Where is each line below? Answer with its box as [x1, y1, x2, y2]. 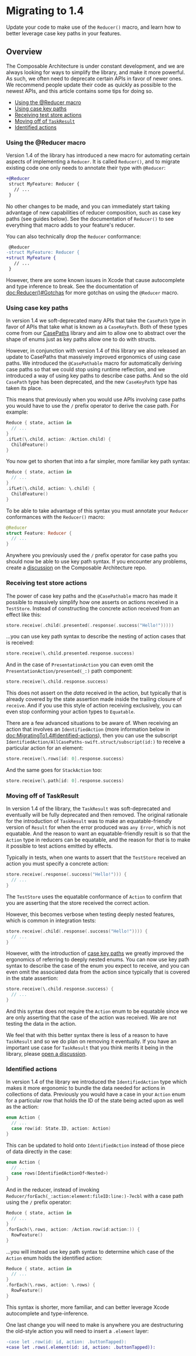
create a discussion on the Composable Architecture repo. [6, 564, 147, 571]
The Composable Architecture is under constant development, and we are [6, 62, 184, 69]
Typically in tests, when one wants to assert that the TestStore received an [6, 854, 186, 861]
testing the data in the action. [6, 1021, 77, 1028]
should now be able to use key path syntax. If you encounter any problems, [6, 558, 188, 565]
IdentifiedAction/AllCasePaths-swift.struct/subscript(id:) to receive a [6, 739, 185, 746]
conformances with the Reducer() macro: [6, 513, 105, 521]
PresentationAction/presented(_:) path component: [6, 667, 133, 674]
